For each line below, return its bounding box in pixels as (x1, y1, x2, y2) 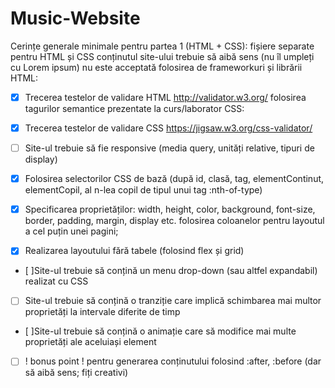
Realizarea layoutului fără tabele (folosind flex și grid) (24, 245, 245, 257)
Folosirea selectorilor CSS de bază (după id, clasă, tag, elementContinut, (24, 173, 325, 185)
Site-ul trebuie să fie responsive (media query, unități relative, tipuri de (24, 142, 315, 154)
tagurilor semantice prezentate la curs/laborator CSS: (24, 103, 245, 114)
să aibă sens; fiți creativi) (24, 367, 129, 379)
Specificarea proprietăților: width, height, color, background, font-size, (24, 203, 316, 216)
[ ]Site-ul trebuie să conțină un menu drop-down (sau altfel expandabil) (24, 265, 318, 277)
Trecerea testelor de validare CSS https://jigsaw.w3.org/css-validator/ (24, 122, 313, 134)
